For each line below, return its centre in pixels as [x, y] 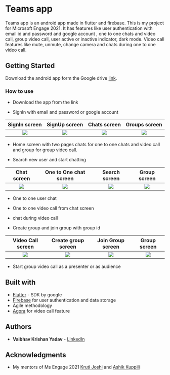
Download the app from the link [45, 103]
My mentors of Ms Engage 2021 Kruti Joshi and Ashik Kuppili [76, 367]
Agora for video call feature [41, 311]
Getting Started [30, 66]
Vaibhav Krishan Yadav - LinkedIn [49, 339]
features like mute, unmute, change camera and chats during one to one [80, 44]
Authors [18, 327]
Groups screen [144, 125]
